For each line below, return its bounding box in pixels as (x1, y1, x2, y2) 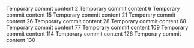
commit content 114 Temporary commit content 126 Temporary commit (6, 30, 181, 37)
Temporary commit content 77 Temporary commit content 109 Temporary (6, 24, 189, 31)
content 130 (6, 37, 36, 43)
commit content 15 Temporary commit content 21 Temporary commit (6, 11, 176, 18)
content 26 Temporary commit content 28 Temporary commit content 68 (6, 18, 186, 24)
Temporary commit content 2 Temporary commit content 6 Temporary (6, 5, 180, 12)
